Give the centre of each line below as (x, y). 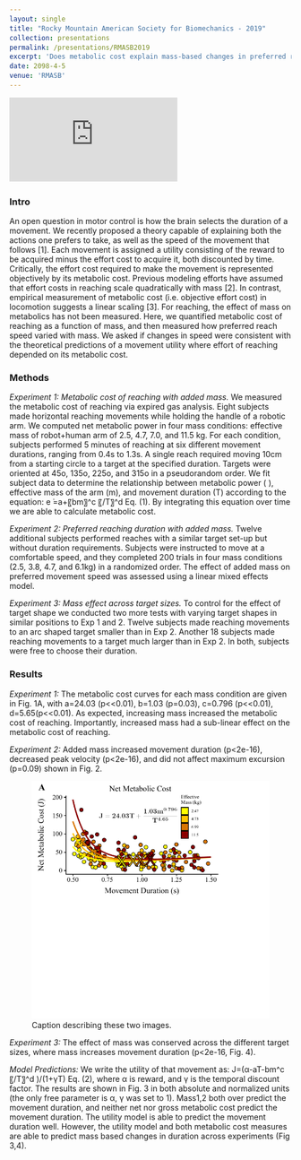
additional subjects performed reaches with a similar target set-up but (138, 539)
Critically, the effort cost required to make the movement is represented (141, 269)
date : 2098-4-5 (38, 66)
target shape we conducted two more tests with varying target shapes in (143, 613)
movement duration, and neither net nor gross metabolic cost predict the (143, 1107)
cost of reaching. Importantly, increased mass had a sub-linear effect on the (150, 723)
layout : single (38, 19)
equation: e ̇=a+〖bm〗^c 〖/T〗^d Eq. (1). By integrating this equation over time (150, 502)
